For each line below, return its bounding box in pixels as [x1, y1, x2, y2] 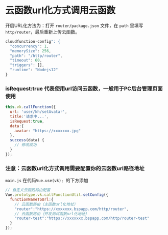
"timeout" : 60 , [10, 58, 42, 63]
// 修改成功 [14, 142, 37, 148]
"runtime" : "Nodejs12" [10, 67, 58, 73]
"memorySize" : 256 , [10, 48, 52, 53]
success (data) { [10, 138, 44, 143]
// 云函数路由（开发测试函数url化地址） [14, 211, 89, 216]
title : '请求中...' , [10, 114, 49, 119]
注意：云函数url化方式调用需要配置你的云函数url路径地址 [5, 165, 145, 172]
